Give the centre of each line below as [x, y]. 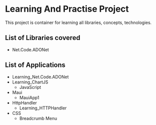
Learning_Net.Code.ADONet [40, 77]
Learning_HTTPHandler [43, 108]
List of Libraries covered [43, 38]
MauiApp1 [29, 97]
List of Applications [35, 65]
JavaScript [30, 87]
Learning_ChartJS [30, 82]
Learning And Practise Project [67, 9]
